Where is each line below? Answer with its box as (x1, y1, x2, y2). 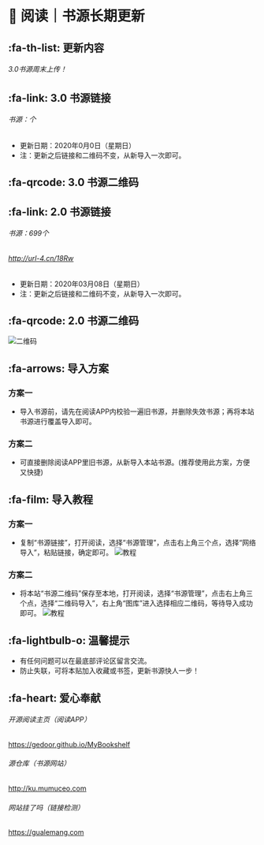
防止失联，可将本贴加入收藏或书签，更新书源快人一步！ (19, 666, 199, 676)
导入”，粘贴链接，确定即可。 (19, 548, 113, 557)
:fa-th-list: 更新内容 (8, 41, 105, 54)
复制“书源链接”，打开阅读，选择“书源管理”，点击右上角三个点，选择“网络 (19, 538, 256, 548)
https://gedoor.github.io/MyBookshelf (8, 739, 131, 749)
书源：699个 (8, 229, 49, 238)
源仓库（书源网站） (8, 758, 71, 769)
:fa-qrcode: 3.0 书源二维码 (8, 176, 139, 189)
